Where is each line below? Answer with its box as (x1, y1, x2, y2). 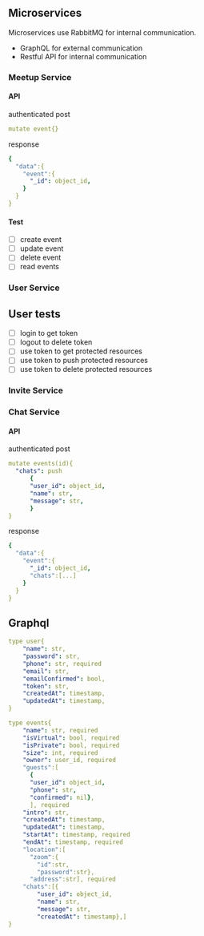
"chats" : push (15, 467, 62, 475)
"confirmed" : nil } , (29, 793, 94, 801)
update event (19, 244, 64, 253)
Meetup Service (8, 71, 72, 83)
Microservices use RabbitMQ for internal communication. (8, 27, 197, 37)
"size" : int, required (22, 748, 98, 756)
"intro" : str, (22, 809, 70, 817)
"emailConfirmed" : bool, (22, 675, 106, 683)
